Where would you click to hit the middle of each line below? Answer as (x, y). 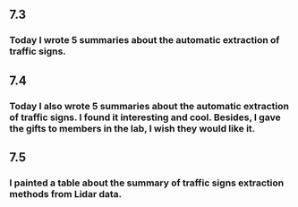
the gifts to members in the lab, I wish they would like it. (132, 128)
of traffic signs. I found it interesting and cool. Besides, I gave (145, 117)
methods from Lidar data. (66, 194)
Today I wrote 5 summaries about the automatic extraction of (145, 40)
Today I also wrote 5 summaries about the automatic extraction (149, 106)
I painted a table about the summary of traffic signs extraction (147, 183)
